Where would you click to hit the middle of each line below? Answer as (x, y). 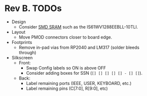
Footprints (22, 42)
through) (28, 52)
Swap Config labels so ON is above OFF (66, 68)
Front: (25, 63)
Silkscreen (22, 57)
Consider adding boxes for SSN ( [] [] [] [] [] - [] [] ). (84, 73)
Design (19, 22)
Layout (18, 32)
